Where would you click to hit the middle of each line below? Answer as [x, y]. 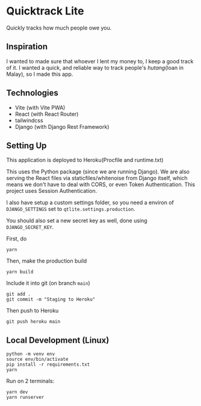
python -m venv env [31, 354]
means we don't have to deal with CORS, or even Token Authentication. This [101, 184]
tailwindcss [29, 120]
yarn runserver [25, 398]
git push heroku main [33, 322]
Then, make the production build [47, 261]
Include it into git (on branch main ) [48, 283]
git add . [19, 294]
